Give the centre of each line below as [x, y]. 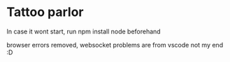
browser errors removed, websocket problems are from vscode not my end [115, 45]
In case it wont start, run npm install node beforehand [84, 31]
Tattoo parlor [45, 12]
